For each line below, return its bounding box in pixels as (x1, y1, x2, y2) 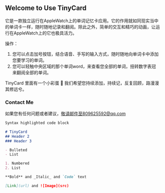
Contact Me (5, 99, 34, 106)
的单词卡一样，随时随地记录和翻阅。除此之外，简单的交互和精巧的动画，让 (5, 24, 156, 30)
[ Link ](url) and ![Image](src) (5, 183, 69, 188)
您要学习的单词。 (12, 57, 47, 63)
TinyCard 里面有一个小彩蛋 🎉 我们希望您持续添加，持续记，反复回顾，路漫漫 (5, 80, 160, 86)
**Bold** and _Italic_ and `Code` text (5, 175, 87, 180)
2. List (5, 165, 21, 171)
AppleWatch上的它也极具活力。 (13, 30, 77, 36)
